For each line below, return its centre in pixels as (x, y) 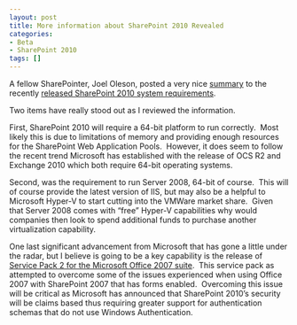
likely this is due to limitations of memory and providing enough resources (144, 137)
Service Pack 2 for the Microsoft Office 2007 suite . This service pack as (142, 265)
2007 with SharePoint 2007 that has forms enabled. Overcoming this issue (146, 284)
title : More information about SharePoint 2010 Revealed (117, 26)
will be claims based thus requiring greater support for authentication (136, 303)
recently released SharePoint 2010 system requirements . (113, 93)
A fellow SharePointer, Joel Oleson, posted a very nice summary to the (138, 84)
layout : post (33, 17)
